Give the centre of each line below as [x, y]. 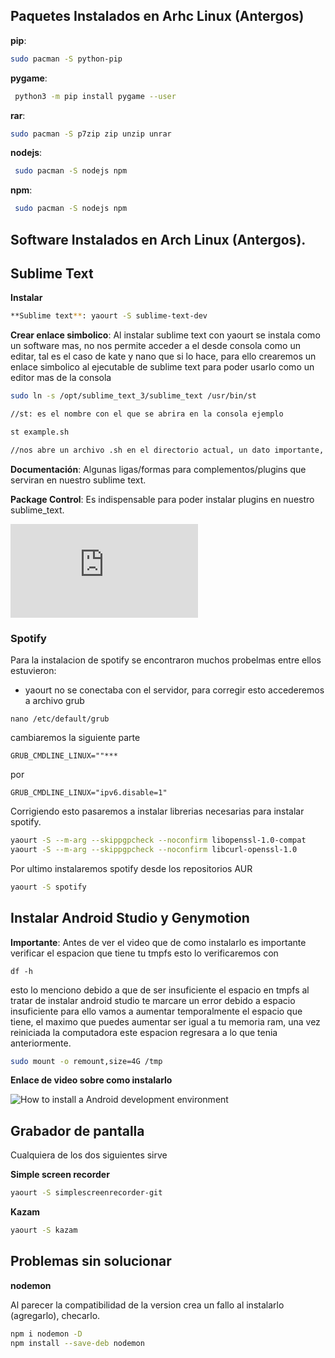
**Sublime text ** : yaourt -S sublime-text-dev [109, 316]
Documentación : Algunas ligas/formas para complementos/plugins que [158, 469]
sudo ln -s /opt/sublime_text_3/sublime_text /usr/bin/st [133, 396]
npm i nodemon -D [46, 1334]
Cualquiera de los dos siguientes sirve [89, 1155]
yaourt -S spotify [48, 887]
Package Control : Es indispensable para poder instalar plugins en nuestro [162, 499]
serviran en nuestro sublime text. [78, 480]
